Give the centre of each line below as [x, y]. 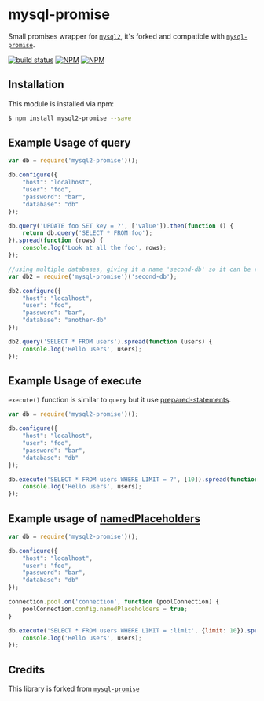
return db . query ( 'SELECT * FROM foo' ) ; [88, 233]
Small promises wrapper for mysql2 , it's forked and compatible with [117, 36]
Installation [36, 85]
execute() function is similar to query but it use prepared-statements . [120, 400]
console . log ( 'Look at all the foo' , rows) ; [95, 248]
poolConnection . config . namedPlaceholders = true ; [105, 609]
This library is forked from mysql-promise [74, 689]
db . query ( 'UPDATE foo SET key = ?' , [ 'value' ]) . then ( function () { [121, 226]
